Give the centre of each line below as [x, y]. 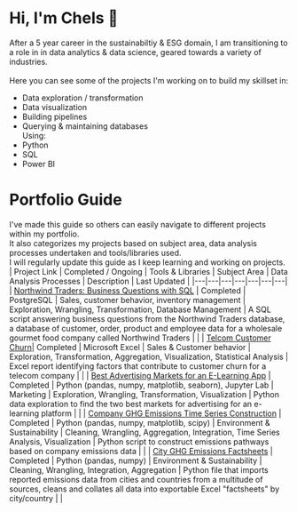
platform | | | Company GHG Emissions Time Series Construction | [161, 413]
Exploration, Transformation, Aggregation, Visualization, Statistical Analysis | [149, 356]
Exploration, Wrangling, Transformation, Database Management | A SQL [141, 309]
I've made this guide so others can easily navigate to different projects [137, 224]
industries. [28, 61]
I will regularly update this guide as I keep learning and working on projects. [147, 262]
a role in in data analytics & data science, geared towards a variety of [135, 52]
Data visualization [55, 107]
